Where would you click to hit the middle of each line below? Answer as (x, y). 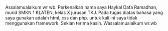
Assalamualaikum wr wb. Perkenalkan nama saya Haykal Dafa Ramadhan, (81, 7)
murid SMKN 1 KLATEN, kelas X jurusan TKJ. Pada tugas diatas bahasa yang (84, 12)
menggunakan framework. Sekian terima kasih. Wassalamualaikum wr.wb (81, 23)
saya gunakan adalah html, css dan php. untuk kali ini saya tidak (71, 18)
